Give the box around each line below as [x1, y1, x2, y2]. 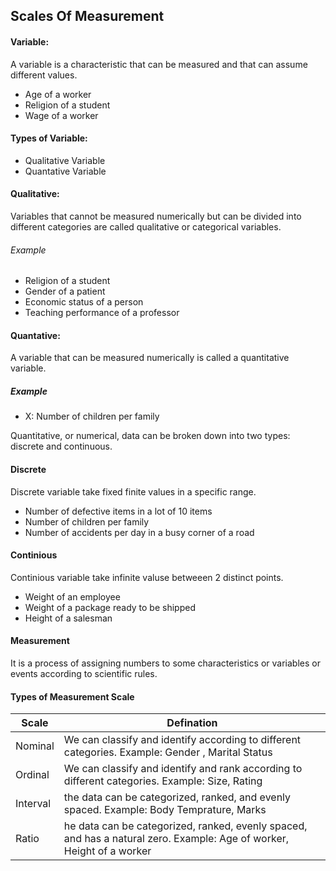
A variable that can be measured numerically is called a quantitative [10, 352, 290, 364]
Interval [15, 797, 52, 811]
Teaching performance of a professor [24, 307, 180, 319]
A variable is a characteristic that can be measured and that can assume [10, 58, 308, 70]
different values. [10, 69, 78, 81]
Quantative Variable [24, 165, 107, 177]
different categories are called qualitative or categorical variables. [10, 221, 282, 233]
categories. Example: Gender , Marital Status [63, 745, 273, 759]
